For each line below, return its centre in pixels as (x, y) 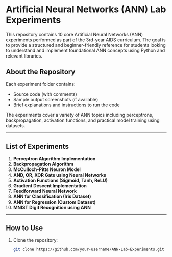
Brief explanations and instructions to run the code (66, 105)
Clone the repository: (35, 240)
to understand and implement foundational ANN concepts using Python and (85, 50)
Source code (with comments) (45, 94)
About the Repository (41, 72)
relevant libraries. (24, 56)
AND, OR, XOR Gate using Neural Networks (59, 175)
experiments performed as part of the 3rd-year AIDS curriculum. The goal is (86, 40)
